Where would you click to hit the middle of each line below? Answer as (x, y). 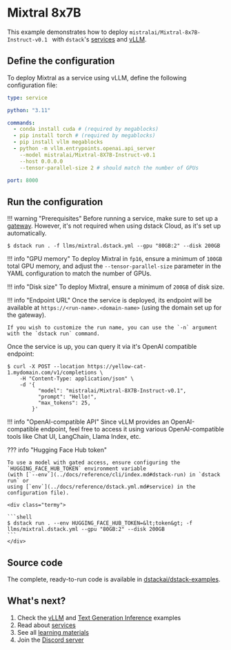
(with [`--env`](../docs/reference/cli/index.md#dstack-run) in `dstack (114, 475)
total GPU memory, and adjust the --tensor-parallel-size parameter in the (114, 266)
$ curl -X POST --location (46, 367)
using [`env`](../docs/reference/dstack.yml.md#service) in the (101, 487)
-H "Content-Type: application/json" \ (77, 379)
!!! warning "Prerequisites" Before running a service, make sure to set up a (113, 219)
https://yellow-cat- (117, 367)
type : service (28, 98)
